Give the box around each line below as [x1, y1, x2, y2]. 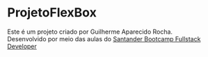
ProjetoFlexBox [7, 5, 97, 21]
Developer [7, 42, 37, 50]
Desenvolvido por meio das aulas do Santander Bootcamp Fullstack [7, 34, 201, 43]
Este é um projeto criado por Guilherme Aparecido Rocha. [7, 27, 173, 36]
